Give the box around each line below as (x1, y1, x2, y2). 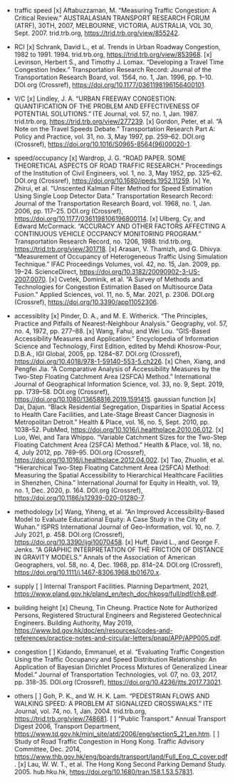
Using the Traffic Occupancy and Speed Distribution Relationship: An (14, 655, 217, 663)
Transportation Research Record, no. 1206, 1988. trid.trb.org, (14, 237, 193, 246)
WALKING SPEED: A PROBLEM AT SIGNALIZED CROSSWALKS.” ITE (14, 699, 213, 707)
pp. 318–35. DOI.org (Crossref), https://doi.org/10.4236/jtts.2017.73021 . (14, 678, 223, 686)
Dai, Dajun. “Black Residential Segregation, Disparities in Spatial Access (14, 403, 225, 411)
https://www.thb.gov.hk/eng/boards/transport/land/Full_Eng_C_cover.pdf (14, 752, 228, 761)
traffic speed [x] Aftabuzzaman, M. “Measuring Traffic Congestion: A (14, 6, 217, 14)
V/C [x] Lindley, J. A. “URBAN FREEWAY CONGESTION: (14, 94, 177, 103)
